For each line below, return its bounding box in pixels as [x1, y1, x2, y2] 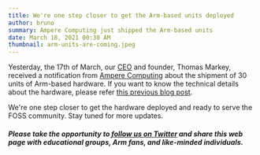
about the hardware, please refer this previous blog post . [8, 87, 193, 97]
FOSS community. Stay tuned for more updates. [8, 111, 164, 120]
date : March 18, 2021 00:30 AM [8, 33, 111, 42]
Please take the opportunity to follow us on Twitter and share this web [8, 129, 243, 138]
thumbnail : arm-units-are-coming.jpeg [8, 41, 136, 49]
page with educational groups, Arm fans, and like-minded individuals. [8, 137, 243, 146]
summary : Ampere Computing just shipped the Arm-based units [8, 26, 214, 34]
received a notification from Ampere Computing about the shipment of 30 [8, 71, 247, 80]
